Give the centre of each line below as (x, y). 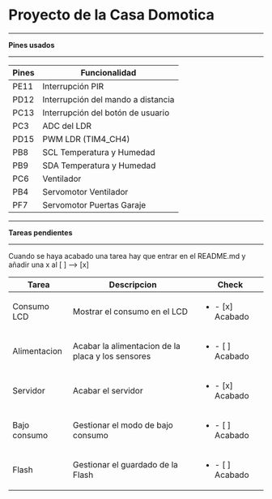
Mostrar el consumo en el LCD (130, 312)
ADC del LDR (67, 126)
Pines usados (32, 45)
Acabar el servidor (108, 390)
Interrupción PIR (73, 86)
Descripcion (133, 284)
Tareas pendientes (40, 232)
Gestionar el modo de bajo (123, 425)
